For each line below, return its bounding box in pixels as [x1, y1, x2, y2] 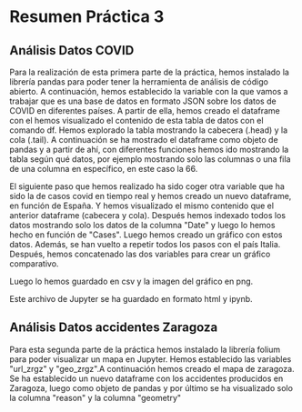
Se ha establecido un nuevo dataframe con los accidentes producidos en [9, 373, 284, 384]
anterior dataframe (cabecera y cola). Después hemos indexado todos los [9, 210, 287, 220]
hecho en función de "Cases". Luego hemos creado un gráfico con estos [9, 229, 283, 240]
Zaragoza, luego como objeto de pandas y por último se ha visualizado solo [9, 382, 294, 393]
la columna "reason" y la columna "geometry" [9, 392, 182, 403]
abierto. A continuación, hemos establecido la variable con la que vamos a [9, 86, 288, 96]
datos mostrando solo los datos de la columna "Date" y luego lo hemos [9, 220, 276, 230]
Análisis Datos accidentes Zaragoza [9, 320, 218, 336]
